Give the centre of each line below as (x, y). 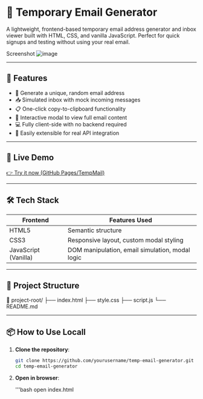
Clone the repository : (42, 349)
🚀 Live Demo (30, 157)
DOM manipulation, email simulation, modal (129, 250)
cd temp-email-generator (46, 366)
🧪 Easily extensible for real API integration (67, 133)
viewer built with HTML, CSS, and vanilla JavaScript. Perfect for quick (93, 35)
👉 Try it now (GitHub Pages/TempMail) (56, 172)
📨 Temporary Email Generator (82, 12)
